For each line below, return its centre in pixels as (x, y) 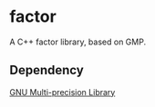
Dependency (46, 70)
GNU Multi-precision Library (62, 92)
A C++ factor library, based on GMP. (78, 42)
